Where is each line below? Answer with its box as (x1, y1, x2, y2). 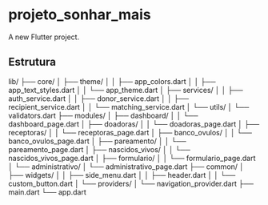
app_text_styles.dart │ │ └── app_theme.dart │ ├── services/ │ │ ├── (8, 85, 243, 94)
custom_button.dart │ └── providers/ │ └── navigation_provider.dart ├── (8, 179, 254, 188)
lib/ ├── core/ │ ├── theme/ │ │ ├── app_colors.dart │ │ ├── (8, 76, 216, 86)
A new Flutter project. (8, 32, 80, 42)
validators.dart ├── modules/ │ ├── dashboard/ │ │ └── (8, 111, 198, 120)
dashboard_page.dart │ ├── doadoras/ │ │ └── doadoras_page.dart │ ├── (8, 119, 260, 129)
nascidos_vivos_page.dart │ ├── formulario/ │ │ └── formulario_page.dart (8, 153, 256, 163)
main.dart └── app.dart (8, 187, 86, 197)
